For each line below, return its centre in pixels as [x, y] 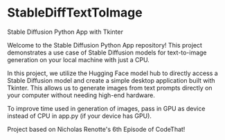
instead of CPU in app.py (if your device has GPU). [80, 116]
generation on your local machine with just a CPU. [79, 59]
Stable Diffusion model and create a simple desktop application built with [111, 80]
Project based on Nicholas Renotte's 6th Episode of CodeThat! [96, 129]
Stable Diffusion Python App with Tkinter [65, 32]
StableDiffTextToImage [75, 13]
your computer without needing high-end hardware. [81, 95]
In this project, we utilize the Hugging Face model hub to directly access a [112, 73]
